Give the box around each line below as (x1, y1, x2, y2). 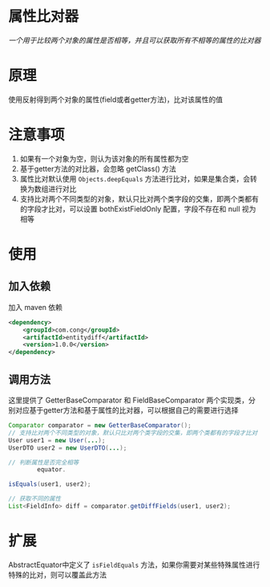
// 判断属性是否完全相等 (8, 459, 79, 467)
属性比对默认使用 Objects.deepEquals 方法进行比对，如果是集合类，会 (19, 173, 251, 183)
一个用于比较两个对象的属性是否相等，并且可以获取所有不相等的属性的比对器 (8, 35, 261, 45)
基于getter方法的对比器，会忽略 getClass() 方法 (19, 164, 176, 173)
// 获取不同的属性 (8, 495, 62, 503)
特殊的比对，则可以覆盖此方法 (8, 569, 107, 579)
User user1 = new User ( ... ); (8, 436, 106, 444)
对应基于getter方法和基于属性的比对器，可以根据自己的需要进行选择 (14, 406, 239, 414)
